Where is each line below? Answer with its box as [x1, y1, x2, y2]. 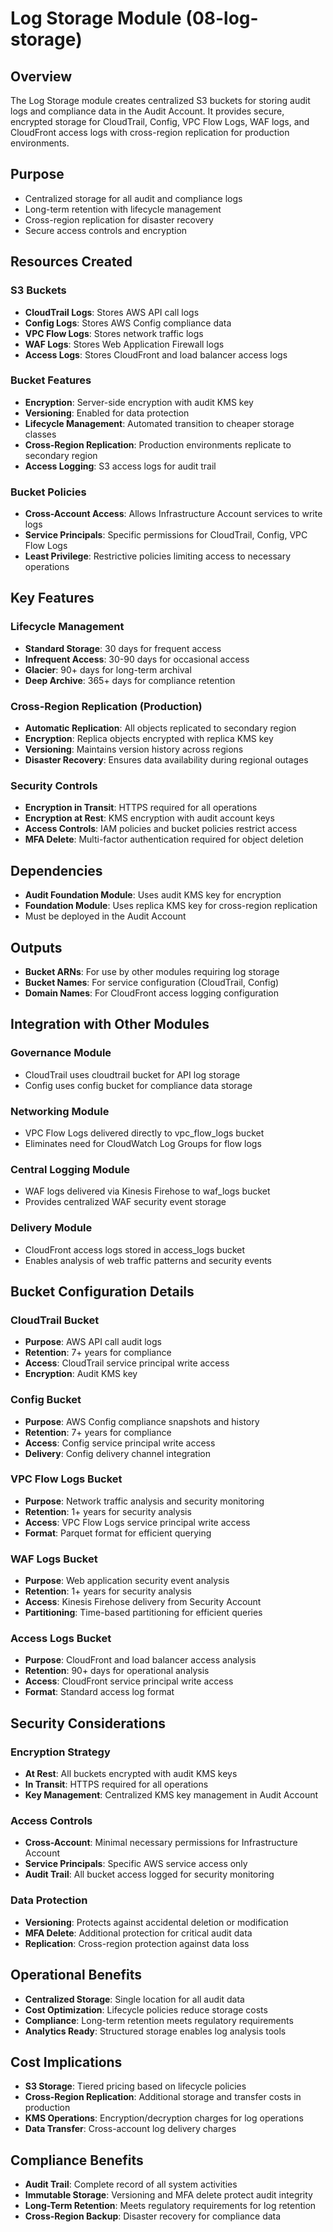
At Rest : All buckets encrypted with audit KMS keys [24, 1768, 238, 1780]
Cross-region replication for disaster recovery [24, 213, 214, 226]
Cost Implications [10, 2053, 123, 2071]
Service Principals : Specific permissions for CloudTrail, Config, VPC [24, 529, 308, 541]
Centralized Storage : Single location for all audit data [24, 1993, 245, 2005]
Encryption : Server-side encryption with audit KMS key [24, 396, 254, 408]
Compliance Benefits [10, 2152, 144, 2169]
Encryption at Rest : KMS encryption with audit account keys [24, 812, 275, 824]
